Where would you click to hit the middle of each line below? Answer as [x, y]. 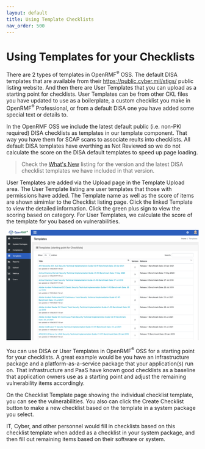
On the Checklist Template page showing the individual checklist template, [100, 395]
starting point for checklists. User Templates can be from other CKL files [97, 94]
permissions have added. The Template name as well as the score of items [100, 195]
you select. [20, 414]
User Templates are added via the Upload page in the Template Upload [95, 182]
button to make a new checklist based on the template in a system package [101, 408]
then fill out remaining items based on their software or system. [86, 439]
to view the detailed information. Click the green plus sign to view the [93, 208]
